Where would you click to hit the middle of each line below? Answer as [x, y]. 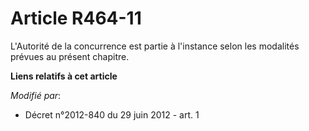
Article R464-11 [76, 18]
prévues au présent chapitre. [70, 56]
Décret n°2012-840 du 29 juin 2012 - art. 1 [112, 114]
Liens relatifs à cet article [64, 76]
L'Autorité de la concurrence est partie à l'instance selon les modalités [155, 46]
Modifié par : [36, 95]
